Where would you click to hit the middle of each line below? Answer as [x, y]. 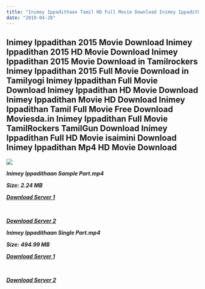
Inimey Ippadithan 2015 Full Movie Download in [98, 71]
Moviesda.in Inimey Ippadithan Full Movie [87, 119]
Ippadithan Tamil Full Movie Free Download [90, 109]
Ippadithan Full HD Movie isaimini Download [92, 138]
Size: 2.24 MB [24, 185]
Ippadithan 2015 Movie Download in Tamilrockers [102, 61]
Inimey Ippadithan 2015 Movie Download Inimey [99, 42]
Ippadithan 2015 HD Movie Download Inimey [92, 52]
